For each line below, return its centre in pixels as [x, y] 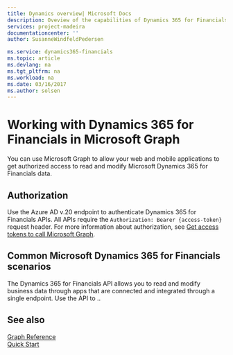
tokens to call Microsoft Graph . [51, 234]
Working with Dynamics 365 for [101, 125]
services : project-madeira [46, 26]
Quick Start [23, 344]
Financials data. [30, 173]
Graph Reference [32, 336]
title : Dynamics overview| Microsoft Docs [69, 14]
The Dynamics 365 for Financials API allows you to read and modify [104, 283]
